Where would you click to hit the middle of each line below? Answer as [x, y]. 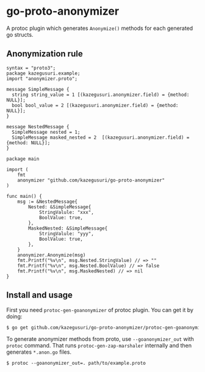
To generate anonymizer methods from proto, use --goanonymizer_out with [100, 339]
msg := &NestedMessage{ [48, 202]
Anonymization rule [45, 54]
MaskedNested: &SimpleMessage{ [68, 228]
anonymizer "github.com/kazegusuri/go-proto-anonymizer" [91, 180]
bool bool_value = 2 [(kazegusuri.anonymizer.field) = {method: [95, 105]
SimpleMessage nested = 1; [46, 132]
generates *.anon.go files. [39, 352]
